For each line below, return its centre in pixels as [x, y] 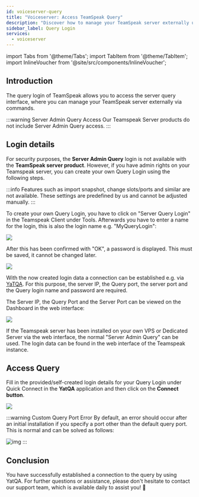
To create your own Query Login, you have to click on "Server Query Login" [98, 213]
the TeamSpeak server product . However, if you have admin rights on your [98, 165]
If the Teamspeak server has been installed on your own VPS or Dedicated [97, 331]
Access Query [33, 368]
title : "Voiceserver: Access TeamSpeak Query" [65, 17]
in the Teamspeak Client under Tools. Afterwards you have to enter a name [97, 220]
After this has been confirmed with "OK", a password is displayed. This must [99, 248]
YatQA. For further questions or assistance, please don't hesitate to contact [98, 481]
